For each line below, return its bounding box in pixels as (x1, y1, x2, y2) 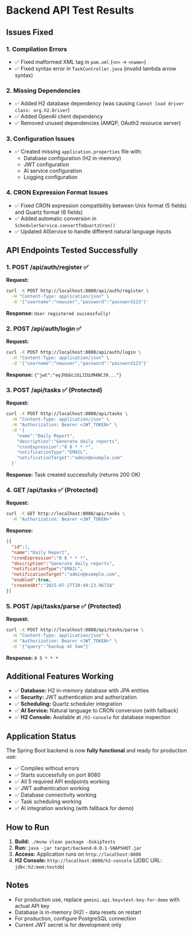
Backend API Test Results (6, 4, 135, 17)
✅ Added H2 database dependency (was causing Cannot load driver (14, 100, 184, 107)
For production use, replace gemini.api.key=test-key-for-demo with (14, 896, 180, 903)
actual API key (14, 902, 50, 909)
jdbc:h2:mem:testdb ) (14, 863, 65, 871)
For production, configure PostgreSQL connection (14, 914, 136, 922)
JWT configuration (23, 161, 70, 168)
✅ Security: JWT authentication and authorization (14, 694, 137, 701)
